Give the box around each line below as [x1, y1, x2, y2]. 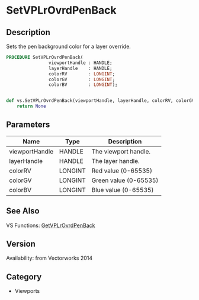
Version [6, 239, 36, 249]
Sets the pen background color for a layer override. [6, 43, 131, 50]
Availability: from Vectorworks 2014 [6, 254, 93, 261]
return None [17, 103, 46, 110]
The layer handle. [91, 157, 140, 165]
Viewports [14, 288, 40, 295]
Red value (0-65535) [91, 167, 153, 175]
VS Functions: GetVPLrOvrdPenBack [6, 222, 95, 229]
